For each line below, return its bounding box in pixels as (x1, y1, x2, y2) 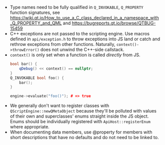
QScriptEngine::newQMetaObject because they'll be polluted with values (9, 108, 156, 114)
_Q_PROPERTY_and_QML (9, 20, 62, 26)
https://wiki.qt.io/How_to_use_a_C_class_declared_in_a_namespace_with (9, 15, 159, 20)
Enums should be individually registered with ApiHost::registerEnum (9, 119, 151, 125)
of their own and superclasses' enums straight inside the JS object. (9, 113, 149, 119)
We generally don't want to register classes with (9, 103, 109, 109)
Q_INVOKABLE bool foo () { (9, 75, 64, 80)
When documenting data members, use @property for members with (9, 129, 152, 135)
